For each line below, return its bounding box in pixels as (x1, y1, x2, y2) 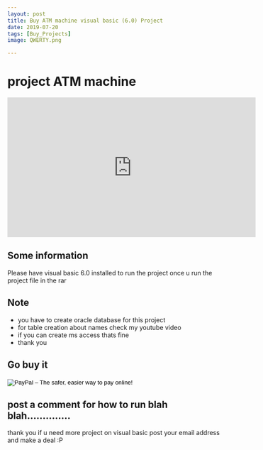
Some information (7, 250, 89, 262)
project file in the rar (7, 276, 67, 285)
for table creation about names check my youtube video (17, 323, 182, 331)
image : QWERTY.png (7, 37, 62, 44)
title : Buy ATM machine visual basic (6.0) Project (7, 17, 163, 24)
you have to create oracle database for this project (17, 315, 166, 324)
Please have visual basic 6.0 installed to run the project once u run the (7, 268, 213, 277)
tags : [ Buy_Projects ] (7, 30, 72, 38)
